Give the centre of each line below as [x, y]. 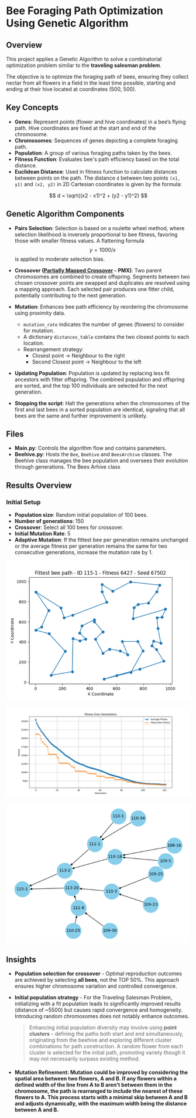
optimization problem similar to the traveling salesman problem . [84, 65]
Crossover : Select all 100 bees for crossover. [69, 527]
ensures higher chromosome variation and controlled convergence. [96, 986]
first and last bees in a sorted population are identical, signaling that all [100, 409]
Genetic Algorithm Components [65, 214]
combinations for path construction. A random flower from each [106, 1046]
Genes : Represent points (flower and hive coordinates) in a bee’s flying [100, 122]
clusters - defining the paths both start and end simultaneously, [106, 1033]
